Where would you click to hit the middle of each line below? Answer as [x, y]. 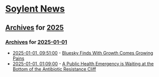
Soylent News [35, 9]
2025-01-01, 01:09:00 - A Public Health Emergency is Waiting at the [83, 63]
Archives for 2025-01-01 [36, 42]
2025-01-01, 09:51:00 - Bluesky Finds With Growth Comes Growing [83, 53]
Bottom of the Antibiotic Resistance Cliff [54, 69]
